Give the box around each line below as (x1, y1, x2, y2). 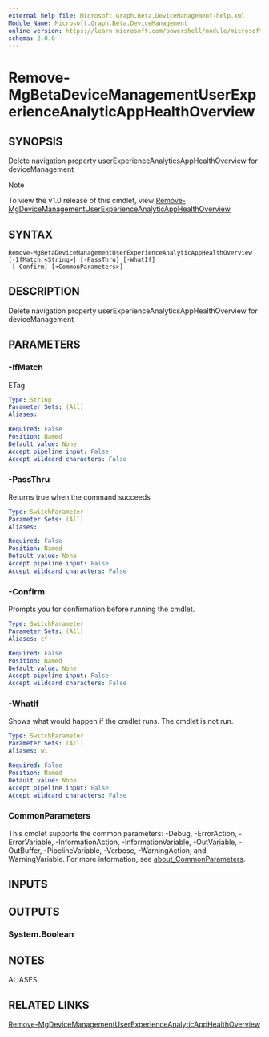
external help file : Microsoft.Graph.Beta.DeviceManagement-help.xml (8, 11, 246, 20)
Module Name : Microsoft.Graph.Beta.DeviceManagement (8, 19, 188, 27)
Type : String (8, 395, 52, 404)
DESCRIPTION (8, 284, 80, 298)
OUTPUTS (8, 904, 60, 918)
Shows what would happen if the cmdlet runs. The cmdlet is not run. (8, 717, 234, 726)
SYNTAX (8, 227, 54, 241)
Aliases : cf (8, 635, 48, 643)
